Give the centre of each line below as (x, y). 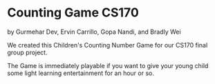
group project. (27, 52)
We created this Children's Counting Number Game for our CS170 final (107, 45)
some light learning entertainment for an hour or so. (81, 73)
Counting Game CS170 (73, 13)
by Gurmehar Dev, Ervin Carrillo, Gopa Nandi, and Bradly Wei (94, 32)
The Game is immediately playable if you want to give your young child (108, 65)
